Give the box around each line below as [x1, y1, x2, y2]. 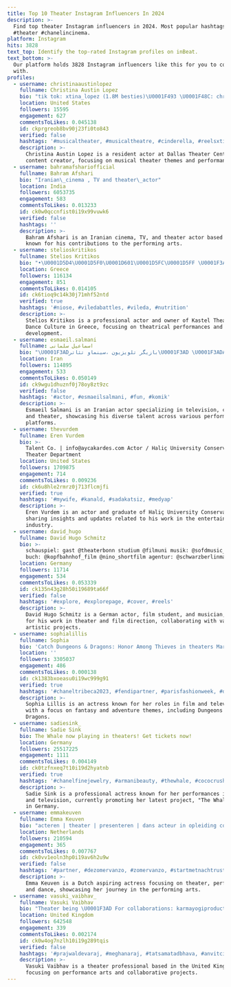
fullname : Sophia [19, 637, 69, 644]
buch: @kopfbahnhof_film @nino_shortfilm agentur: [25, 554, 174, 561]
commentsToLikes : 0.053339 [19, 579, 97, 586]
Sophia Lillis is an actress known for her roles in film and [25, 701, 208, 708]
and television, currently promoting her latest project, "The [25, 796, 211, 803]
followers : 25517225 [19, 746, 78, 752]
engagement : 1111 [19, 752, 69, 759]
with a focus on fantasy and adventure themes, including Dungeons [25, 707, 223, 714]
